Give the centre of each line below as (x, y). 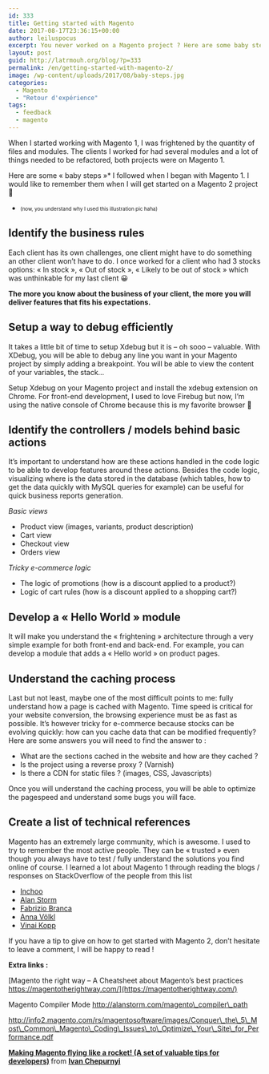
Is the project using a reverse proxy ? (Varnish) (97, 764)
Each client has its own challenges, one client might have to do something (130, 252)
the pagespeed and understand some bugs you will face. (102, 797)
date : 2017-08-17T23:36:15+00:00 (64, 30)
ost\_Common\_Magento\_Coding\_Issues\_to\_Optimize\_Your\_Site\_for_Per (134, 1028)
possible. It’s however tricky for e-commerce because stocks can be (121, 723)
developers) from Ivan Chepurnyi (64, 1061)
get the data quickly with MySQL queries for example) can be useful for (126, 487)
